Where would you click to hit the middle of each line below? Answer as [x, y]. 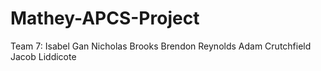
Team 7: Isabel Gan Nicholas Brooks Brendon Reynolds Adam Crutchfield [161, 46]
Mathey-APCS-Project [105, 18]
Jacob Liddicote [43, 56]
